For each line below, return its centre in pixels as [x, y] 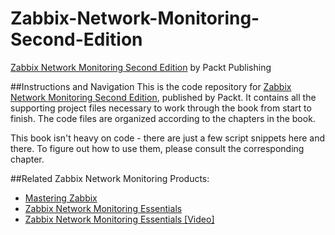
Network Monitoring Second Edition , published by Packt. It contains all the [163, 97]
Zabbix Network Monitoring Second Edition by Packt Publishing [141, 67]
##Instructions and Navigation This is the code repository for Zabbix [151, 86]
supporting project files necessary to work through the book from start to [161, 108]
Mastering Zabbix [61, 198]
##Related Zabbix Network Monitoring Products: [110, 178]
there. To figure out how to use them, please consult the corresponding [157, 148]
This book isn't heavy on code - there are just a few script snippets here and [168, 138]
